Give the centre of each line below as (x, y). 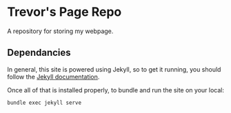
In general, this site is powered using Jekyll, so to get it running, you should (114, 69)
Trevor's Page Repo (64, 12)
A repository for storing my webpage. (60, 31)
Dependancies (39, 53)
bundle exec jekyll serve (44, 103)
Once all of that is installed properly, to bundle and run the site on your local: (115, 90)
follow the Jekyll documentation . (53, 76)
